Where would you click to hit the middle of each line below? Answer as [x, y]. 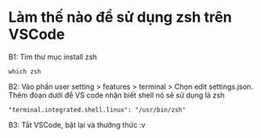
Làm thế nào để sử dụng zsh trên [120, 17]
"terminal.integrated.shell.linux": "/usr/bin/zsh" [97, 110]
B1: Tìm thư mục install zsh [53, 56]
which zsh [25, 71]
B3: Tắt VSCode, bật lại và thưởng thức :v [77, 124]
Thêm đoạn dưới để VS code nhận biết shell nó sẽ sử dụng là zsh [116, 95]
